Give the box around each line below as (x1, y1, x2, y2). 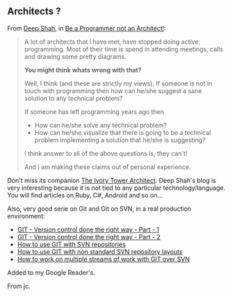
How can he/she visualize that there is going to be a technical (34, 128, 211, 136)
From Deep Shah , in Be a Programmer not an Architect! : (7, 24, 167, 32)
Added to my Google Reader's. (7, 268, 96, 277)
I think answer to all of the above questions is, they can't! (24, 149, 188, 157)
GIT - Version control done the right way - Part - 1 (17, 225, 160, 234)
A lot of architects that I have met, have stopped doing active (24, 38, 199, 46)
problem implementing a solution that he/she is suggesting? (34, 136, 206, 144)
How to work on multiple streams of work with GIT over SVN (17, 255, 190, 263)
